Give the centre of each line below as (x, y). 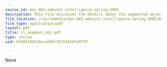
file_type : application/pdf (34, 23)
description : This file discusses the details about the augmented (77, 14)
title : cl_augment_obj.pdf (33, 33)
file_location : (21, 19)
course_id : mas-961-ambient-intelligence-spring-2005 (62, 10)
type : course (19, 37)
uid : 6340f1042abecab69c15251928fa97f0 (46, 42)
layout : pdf (17, 28)
